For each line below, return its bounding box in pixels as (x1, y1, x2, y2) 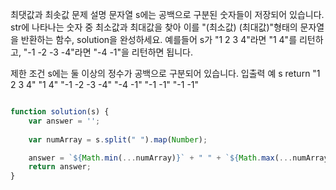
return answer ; (28, 162, 92, 172)
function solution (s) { (10, 107, 110, 117)
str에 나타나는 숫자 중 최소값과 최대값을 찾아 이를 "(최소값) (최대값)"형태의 (10, 21, 298, 33)
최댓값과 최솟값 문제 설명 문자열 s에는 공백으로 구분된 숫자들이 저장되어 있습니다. (10, 9, 325, 20)
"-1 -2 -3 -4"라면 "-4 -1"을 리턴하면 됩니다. (23, 46, 194, 58)
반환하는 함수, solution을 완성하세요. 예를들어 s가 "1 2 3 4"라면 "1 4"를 (20, 34, 298, 45)
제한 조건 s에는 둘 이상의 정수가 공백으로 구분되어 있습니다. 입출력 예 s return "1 (10, 68, 321, 79)
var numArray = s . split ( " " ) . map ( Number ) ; (28, 134, 208, 145)
